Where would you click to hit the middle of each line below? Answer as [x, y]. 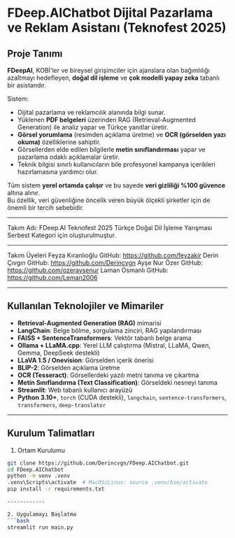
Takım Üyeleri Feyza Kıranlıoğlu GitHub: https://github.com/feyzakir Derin [113, 255]
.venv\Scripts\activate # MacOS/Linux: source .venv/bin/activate [108, 483]
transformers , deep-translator [62, 404]
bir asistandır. [27, 85]
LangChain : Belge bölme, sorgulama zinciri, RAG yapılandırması [109, 330]
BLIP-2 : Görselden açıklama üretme [69, 367]
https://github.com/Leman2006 [52, 277]
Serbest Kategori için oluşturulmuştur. [62, 235]
